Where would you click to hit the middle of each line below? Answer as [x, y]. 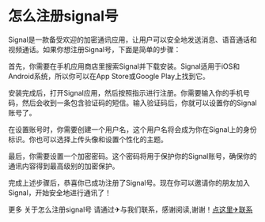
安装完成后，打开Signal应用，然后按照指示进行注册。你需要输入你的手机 [126, 92]
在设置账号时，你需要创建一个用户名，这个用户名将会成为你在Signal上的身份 [132, 129]
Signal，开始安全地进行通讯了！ [60, 192]
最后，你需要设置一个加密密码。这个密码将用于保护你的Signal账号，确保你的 [132, 156]
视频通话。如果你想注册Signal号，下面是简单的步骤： [95, 49]
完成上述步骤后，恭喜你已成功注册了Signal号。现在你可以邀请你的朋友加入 [129, 182]
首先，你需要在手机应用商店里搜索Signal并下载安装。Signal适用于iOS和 [124, 66]
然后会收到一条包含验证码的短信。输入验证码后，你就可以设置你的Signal [139, 103]
